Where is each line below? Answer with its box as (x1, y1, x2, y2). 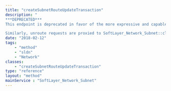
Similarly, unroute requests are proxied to (5, 31, 101, 36)
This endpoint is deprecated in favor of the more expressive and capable (5, 21, 167, 27)
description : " (5, 12, 38, 17)
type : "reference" (5, 69, 44, 74)
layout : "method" (5, 73, 42, 79)
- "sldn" (14, 49, 33, 55)
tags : (5, 40, 17, 46)
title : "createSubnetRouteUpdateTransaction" (5, 7, 103, 13)
